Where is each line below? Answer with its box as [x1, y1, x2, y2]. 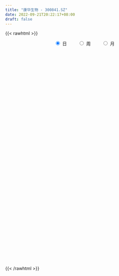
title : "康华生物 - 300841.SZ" [5, 7, 68, 13]
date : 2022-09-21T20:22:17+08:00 [5, 12, 75, 17]
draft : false [5, 17, 33, 22]
